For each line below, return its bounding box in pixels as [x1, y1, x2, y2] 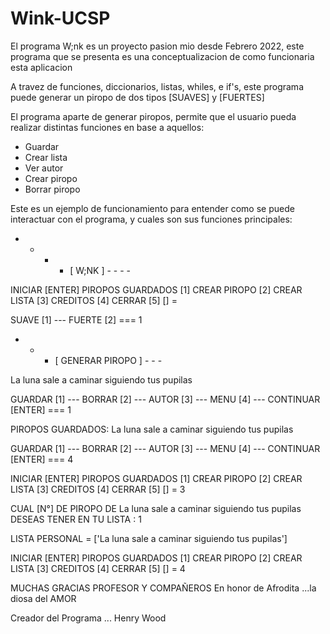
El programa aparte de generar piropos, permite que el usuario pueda [10, 110, 297, 122]
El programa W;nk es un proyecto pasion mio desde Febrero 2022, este [10, 40, 305, 52]
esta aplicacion [10, 61, 73, 73]
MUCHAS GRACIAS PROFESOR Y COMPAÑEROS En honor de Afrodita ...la [10, 582, 317, 594]
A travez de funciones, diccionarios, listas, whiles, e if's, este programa [10, 80, 304, 92]
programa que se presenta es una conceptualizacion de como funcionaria [10, 50, 315, 62]
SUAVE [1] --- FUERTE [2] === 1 [10, 313, 143, 326]
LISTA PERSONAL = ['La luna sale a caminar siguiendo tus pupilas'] [10, 532, 288, 544]
